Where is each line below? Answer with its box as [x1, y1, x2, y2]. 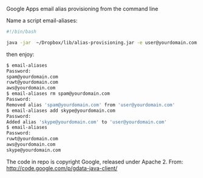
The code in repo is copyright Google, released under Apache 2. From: [6, 158, 184, 165]
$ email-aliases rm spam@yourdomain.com [6, 91, 111, 97]
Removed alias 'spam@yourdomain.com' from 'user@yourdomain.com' [6, 101, 175, 108]
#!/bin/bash [6, 29, 36, 35]
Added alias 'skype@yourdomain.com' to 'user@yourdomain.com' [6, 118, 167, 125]
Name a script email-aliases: [6, 17, 78, 24]
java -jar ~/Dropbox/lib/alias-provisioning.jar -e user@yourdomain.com [6, 39, 198, 46]
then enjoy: [6, 50, 35, 58]
